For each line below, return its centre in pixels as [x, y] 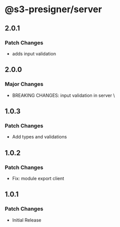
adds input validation [34, 53]
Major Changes [24, 84]
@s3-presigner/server [53, 9]
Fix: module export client [38, 178]
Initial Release [27, 220]
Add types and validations [39, 137]
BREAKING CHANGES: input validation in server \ [63, 95]
